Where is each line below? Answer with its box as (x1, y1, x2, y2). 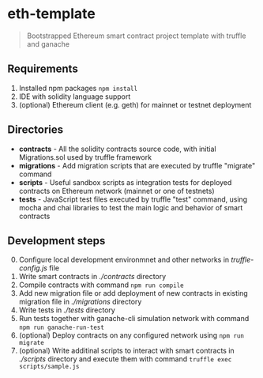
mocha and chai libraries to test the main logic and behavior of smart (18, 202, 243, 212)
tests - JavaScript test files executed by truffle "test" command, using (18, 195, 248, 204)
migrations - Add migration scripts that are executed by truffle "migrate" (18, 161, 256, 170)
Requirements (7, 62, 78, 76)
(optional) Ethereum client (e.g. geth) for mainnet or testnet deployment (18, 100, 252, 109)
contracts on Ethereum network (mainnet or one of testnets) (18, 186, 215, 195)
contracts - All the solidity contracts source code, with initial (18, 144, 216, 153)
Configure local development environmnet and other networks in (18, 255, 230, 265)
